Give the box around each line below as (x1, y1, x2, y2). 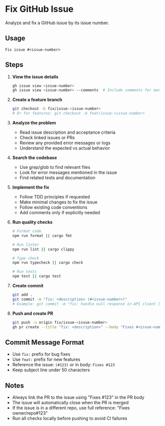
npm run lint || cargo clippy (12, 247, 75, 252)
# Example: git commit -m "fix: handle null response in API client (12, 301, 156, 307)
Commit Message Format (5, 338, 84, 347)
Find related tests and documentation (19, 175, 96, 181)
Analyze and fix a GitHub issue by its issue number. (5, 20, 109, 26)
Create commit (12, 283, 44, 289)
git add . (12, 292, 33, 297)
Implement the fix (12, 184, 49, 191)
